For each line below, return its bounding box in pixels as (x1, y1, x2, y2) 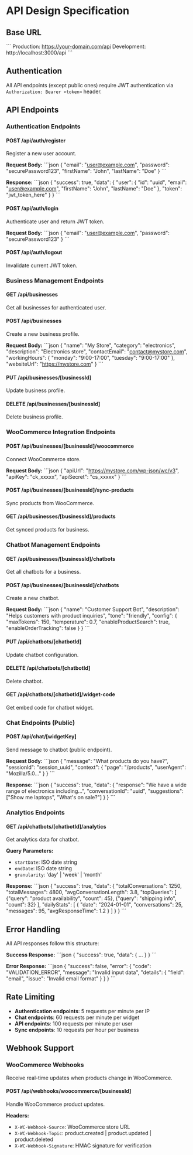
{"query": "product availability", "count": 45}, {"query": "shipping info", (6, 895, 177, 902)
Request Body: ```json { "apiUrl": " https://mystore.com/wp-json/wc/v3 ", (6, 467, 180, 474)
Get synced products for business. (6, 526, 89, 533)
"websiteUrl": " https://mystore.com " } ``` (6, 360, 104, 367)
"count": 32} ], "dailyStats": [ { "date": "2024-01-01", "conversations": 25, (6, 901, 183, 908)
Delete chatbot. (6, 677, 43, 684)
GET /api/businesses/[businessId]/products (6, 513, 116, 520)
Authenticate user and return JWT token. (6, 218, 105, 225)
